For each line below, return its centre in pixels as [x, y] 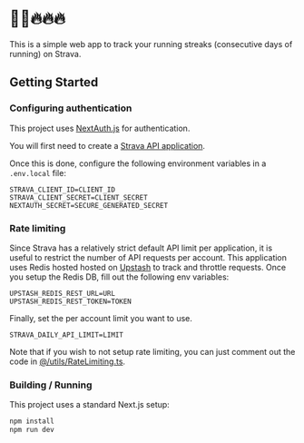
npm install [32, 421]
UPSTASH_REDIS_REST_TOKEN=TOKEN [70, 301]
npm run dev [32, 430]
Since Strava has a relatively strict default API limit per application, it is [141, 248]
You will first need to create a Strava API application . [108, 145]
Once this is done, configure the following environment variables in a [138, 163]
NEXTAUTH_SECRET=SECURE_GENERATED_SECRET [89, 205]
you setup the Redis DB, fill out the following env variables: [119, 277]
